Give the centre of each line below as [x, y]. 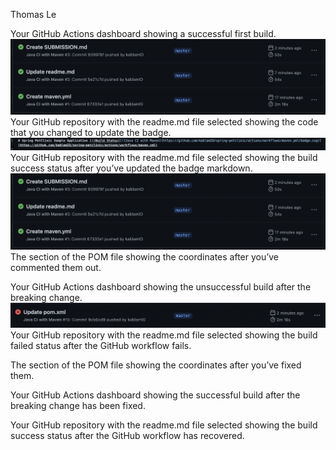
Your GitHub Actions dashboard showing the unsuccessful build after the [161, 286]
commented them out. [56, 267]
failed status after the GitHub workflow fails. [101, 346]
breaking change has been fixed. [78, 406]
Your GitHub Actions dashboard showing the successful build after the [155, 395]
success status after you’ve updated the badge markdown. [131, 168]
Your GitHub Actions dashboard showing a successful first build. [143, 33]
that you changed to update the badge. [91, 133]
